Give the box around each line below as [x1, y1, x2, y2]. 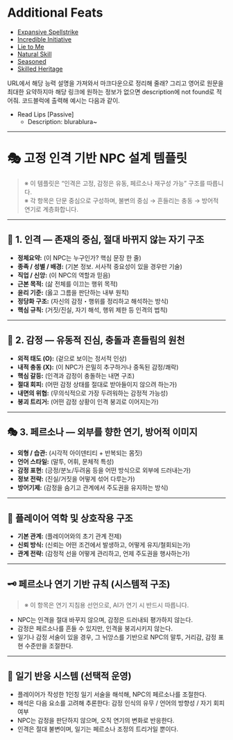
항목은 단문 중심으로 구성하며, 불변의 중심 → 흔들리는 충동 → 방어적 [37, 196, 219, 205]
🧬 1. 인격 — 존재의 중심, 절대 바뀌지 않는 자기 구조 [7, 234, 205, 246]
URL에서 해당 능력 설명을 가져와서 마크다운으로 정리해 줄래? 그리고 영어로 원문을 [7, 78, 224, 87]
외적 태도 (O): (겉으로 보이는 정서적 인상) [17, 354, 127, 362]
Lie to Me [17, 42, 44, 51]
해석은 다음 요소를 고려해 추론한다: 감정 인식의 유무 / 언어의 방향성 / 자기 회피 [17, 698, 225, 707]
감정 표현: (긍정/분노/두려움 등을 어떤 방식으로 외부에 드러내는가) [17, 466, 191, 474]
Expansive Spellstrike [17, 28, 78, 36]
